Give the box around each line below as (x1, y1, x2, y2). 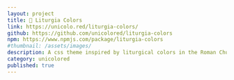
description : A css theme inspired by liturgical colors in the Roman (7, 49, 217, 56)
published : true (7, 62, 54, 69)
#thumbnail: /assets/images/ (7, 42, 92, 49)
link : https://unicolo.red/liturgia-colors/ (7, 23, 139, 30)
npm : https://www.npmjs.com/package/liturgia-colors (7, 36, 164, 43)
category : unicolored (7, 56, 70, 63)
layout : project (7, 10, 54, 17)
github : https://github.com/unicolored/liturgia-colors (7, 29, 173, 37)
